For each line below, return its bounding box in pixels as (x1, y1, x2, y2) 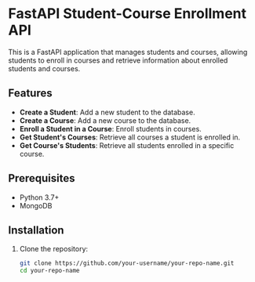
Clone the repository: (19, 244, 89, 254)
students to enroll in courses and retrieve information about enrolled (8, 56, 228, 65)
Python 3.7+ (19, 193, 60, 202)
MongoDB (19, 201, 53, 210)
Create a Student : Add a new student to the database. (19, 107, 195, 117)
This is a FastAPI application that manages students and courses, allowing (8, 47, 248, 56)
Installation (8, 223, 64, 237)
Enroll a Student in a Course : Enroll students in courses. (19, 124, 202, 133)
